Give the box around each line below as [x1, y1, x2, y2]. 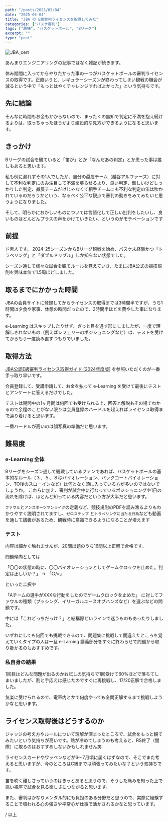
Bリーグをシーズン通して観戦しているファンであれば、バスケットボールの [5, 468, 157, 474]
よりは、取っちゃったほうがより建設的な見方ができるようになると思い [9, 119, 154, 126]
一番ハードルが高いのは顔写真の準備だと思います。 [5, 423, 110, 429]
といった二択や [5, 581, 36, 587]
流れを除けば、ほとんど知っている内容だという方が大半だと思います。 [5, 493, 149, 499]
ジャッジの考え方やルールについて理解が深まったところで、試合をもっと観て [5, 731, 163, 737]
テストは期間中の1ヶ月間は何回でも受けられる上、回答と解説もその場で [5, 400, 152, 406]
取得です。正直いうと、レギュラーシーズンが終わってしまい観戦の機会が [14, 77, 162, 83]
